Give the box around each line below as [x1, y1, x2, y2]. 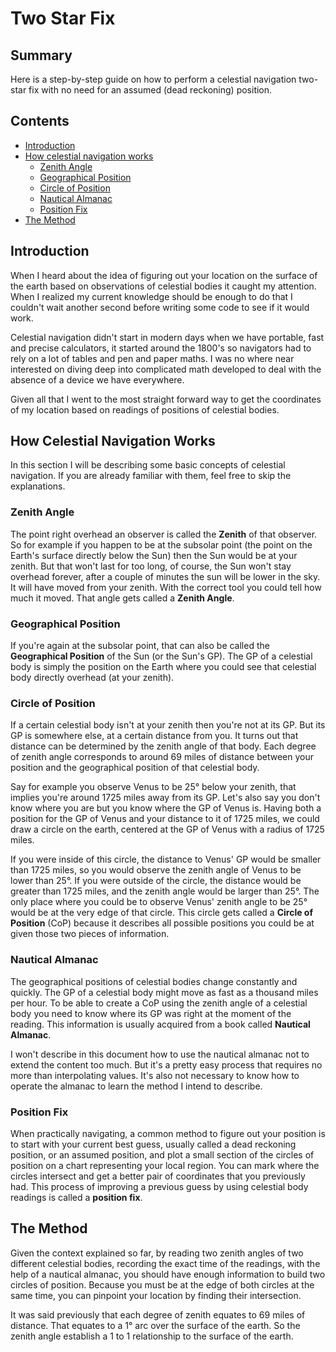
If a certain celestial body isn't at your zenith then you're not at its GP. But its [10, 719, 326, 731]
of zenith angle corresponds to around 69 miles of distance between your [10, 751, 314, 763]
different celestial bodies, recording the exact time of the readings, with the [10, 1257, 321, 1269]
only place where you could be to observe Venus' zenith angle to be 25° [10, 896, 308, 908]
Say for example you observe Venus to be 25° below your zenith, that [10, 781, 297, 793]
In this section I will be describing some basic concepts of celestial [10, 459, 286, 471]
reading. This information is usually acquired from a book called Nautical [10, 1018, 311, 1030]
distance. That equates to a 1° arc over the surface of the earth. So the [10, 1319, 301, 1331]
